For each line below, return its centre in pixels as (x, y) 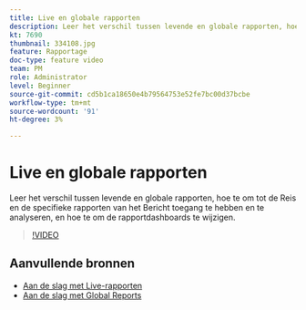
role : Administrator (49, 77)
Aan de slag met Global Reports (82, 295)
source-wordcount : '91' (55, 111)
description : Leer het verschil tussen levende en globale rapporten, (146, 26)
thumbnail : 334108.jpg (52, 43)
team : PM (26, 69)
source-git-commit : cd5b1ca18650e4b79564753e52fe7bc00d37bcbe (130, 94)
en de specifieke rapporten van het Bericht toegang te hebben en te (137, 208)
